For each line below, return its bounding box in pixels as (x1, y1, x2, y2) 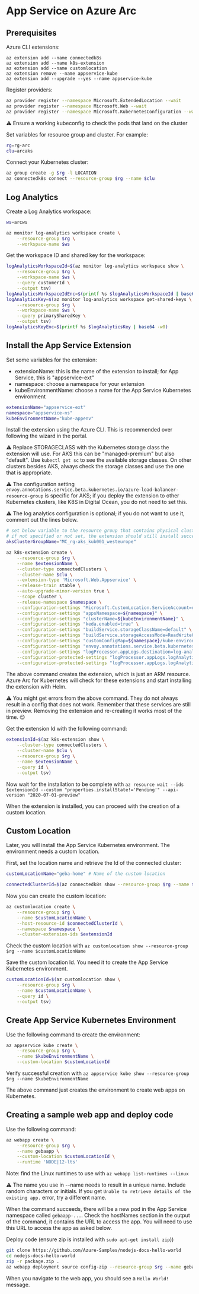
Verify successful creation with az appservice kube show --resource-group (6, 1070, 190, 1077)
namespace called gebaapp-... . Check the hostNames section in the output (6, 1212, 191, 1219)
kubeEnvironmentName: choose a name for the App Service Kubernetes (14, 386, 191, 394)
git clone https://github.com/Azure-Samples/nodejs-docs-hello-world (6, 1248, 182, 1254)
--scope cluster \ (17, 594, 62, 600)
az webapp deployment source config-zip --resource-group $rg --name (6, 1264, 182, 1270)
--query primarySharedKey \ (17, 313, 86, 319)
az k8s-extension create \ (6, 550, 73, 556)
